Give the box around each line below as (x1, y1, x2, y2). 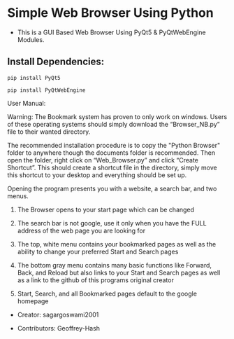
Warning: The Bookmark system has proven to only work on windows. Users (7, 112, 228, 120)
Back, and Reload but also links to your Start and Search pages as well (17, 268, 221, 277)
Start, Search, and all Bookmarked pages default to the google (17, 289, 198, 298)
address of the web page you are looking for (17, 226, 146, 235)
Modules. (17, 35, 45, 43)
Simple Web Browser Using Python (7, 5, 214, 21)
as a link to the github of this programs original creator (17, 275, 175, 284)
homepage (17, 296, 49, 305)
